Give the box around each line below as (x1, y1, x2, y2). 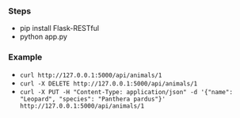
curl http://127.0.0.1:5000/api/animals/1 (19, 71, 162, 79)
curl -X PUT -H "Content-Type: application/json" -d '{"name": (19, 88, 234, 96)
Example (8, 51, 43, 63)
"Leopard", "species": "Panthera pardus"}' (19, 95, 166, 103)
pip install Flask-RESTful (19, 24, 100, 33)
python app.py (19, 32, 67, 41)
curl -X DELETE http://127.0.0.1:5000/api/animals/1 (19, 79, 198, 88)
